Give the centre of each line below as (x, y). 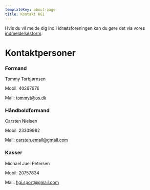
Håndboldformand (27, 110)
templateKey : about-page (30, 10)
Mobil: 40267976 (22, 88)
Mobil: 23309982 (22, 130)
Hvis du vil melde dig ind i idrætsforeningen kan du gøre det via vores (75, 28)
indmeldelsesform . (24, 33)
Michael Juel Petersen (28, 163)
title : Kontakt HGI (25, 14)
